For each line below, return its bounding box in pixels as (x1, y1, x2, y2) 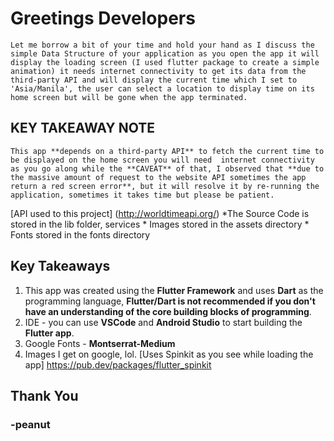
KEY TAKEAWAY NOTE (10, 120, 155, 137)
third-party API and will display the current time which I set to (10, 75, 298, 85)
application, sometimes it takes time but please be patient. (10, 190, 275, 200)
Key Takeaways (10, 258, 111, 275)
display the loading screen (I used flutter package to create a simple (10, 57, 320, 67)
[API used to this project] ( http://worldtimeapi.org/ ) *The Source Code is (10, 207, 310, 219)
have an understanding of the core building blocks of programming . (24, 305, 312, 317)
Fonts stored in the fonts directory (10, 228, 151, 241)
